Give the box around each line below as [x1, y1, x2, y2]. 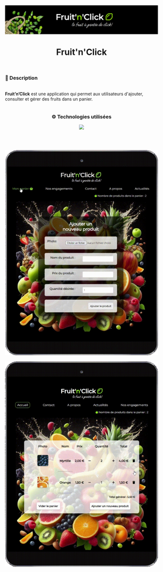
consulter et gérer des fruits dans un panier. [5, 96, 93, 102]
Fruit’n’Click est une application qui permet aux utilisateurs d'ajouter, [5, 91, 144, 97]
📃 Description [5, 75, 38, 82]
